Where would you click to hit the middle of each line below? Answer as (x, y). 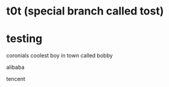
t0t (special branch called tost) (85, 11)
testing (24, 39)
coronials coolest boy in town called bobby (59, 56)
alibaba (15, 67)
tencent (16, 79)
